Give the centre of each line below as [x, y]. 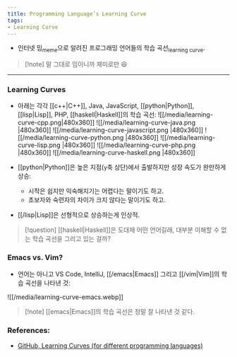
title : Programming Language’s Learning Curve [77, 14]
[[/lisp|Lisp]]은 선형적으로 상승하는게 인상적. [78, 215]
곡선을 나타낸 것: [48, 283]
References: [29, 330]
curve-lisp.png [39, 145]
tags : [15, 21]
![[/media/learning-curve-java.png [146, 123]
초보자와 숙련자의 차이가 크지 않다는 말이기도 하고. [97, 200]
